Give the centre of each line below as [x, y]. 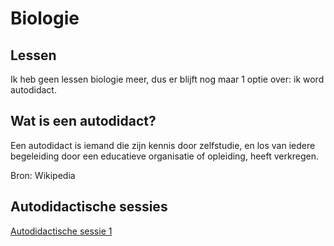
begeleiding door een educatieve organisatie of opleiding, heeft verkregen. [164, 156]
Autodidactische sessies [89, 207]
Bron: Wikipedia [43, 175]
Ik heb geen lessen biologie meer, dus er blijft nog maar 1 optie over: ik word [167, 79]
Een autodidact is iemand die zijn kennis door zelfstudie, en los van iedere [163, 145]
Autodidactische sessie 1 [61, 231]
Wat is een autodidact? [83, 121]
